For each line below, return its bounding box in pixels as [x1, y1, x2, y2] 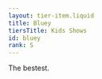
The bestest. [8, 63, 50, 73]
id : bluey [8, 34, 41, 42]
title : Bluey [8, 19, 52, 27]
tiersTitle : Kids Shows [8, 26, 88, 34]
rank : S [8, 41, 34, 49]
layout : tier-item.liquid [8, 11, 94, 20]
